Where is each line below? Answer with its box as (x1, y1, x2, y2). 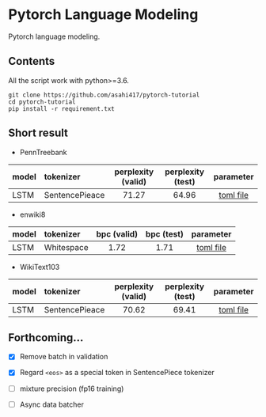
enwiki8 (19, 210, 46, 219)
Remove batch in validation (19, 352, 108, 362)
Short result (8, 127, 69, 140)
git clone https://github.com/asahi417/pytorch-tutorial (8, 91, 200, 99)
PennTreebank (19, 147, 67, 157)
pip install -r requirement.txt (8, 104, 115, 112)
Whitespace (44, 241, 89, 252)
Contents (8, 55, 55, 68)
